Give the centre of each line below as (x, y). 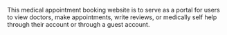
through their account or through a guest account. (79, 24)
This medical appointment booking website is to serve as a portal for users (113, 10)
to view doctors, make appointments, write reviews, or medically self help (112, 17)
